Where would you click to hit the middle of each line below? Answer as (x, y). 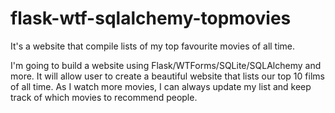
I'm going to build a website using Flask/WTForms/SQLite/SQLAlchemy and (166, 65)
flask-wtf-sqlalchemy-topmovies (151, 18)
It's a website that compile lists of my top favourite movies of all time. (153, 46)
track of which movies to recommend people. (104, 97)
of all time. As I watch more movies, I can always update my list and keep (161, 86)
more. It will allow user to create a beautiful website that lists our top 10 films (167, 76)
